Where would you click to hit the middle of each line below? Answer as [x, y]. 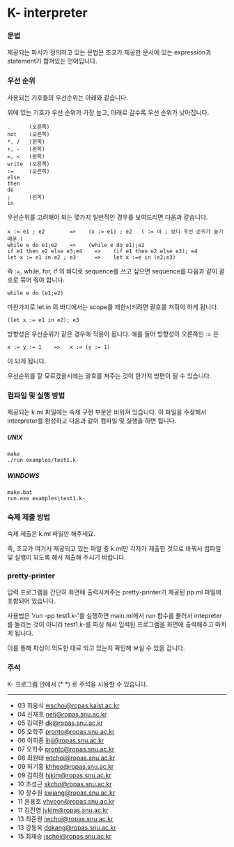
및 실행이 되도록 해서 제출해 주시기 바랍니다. [67, 557]
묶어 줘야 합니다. [42, 280]
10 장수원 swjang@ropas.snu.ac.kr [66, 793]
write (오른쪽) [29, 164]
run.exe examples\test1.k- [46, 499]
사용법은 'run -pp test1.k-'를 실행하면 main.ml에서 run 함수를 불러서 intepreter [115, 615]
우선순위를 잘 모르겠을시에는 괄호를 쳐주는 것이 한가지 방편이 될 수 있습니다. [109, 375]
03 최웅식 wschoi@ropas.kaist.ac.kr [68, 705]
